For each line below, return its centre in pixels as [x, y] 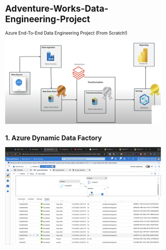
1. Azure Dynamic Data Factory [54, 138]
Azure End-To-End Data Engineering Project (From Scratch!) [66, 33]
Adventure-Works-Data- [57, 9]
